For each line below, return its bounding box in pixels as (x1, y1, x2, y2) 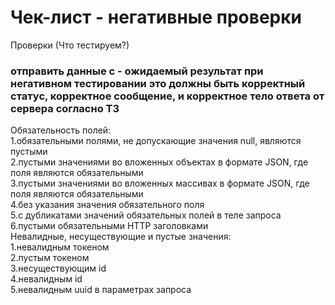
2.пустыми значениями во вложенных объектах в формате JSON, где (10, 156, 309, 168)
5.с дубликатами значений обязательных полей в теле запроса (10, 209, 282, 221)
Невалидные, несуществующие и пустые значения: (10, 231, 232, 243)
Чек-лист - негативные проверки (10, 6, 302, 29)
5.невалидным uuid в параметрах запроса (10, 284, 192, 296)
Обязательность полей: (10, 124, 112, 136)
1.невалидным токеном (10, 241, 110, 253)
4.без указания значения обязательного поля (10, 199, 205, 211)
